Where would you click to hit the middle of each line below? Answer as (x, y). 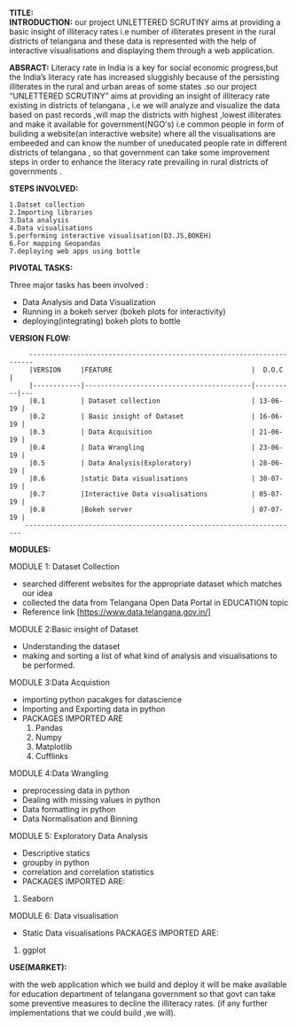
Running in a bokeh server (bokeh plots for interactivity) (124, 311)
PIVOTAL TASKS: (41, 268)
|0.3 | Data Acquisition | (142, 432)
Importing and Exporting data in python (94, 709)
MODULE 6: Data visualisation (64, 916)
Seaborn (38, 898)
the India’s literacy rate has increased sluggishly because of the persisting (145, 77)
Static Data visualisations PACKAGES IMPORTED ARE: (120, 933)
